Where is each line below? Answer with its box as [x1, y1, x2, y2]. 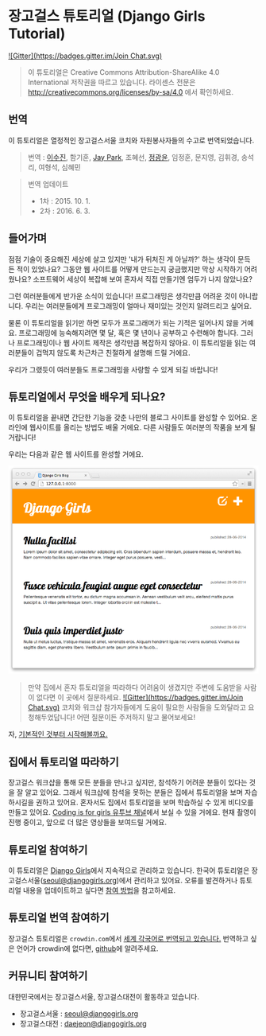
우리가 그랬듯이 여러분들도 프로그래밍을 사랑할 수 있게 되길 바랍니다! [8, 364, 218, 374]
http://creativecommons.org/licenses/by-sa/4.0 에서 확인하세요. [27, 87, 234, 96]
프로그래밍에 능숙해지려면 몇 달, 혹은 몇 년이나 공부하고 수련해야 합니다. [18, 328, 239, 337]
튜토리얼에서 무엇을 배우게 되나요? [8, 390, 166, 403]
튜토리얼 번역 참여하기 [8, 911, 110, 925]
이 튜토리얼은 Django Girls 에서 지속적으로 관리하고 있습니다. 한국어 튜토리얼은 [8, 866, 250, 875]
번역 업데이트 [27, 179, 69, 189]
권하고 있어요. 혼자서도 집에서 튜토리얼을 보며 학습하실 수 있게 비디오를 [35, 797, 254, 808]
